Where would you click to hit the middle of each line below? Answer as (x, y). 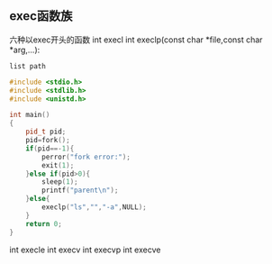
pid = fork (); (48, 141)
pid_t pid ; (46, 132)
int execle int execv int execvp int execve (85, 250)
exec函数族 (41, 16)
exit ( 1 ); (58, 165)
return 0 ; (44, 223)
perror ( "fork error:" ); (86, 157)
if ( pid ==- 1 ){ (50, 148)
